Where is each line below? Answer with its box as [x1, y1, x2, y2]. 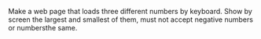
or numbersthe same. [8, 23, 78, 32]
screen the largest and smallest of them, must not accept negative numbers [8, 15, 254, 24]
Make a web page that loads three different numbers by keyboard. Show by [8, 7, 253, 16]
